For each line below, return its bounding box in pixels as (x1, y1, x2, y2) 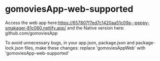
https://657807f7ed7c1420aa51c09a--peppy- (58, 20, 150, 26)
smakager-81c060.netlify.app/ (5, 25, 66, 30)
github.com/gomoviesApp (5, 30, 58, 36)
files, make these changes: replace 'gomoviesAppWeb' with (24, 45, 146, 51)
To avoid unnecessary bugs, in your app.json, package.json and (5, 39, 135, 45)
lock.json (5, 45, 24, 51)
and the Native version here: (67, 25, 125, 30)
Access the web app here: (5, 20, 58, 26)
